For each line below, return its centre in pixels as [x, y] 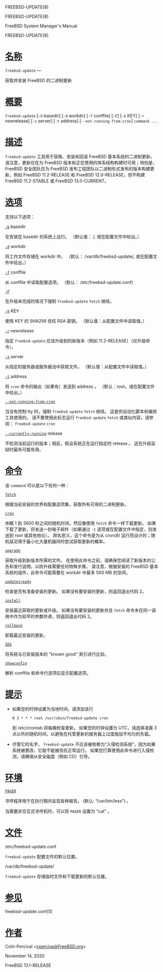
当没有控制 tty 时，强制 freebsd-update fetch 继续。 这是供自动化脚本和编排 [81, 411]
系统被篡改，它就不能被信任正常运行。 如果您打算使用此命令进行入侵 [81, 750]
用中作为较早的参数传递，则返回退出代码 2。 [50, 616]
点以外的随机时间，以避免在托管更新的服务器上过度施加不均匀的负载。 [82, 734]
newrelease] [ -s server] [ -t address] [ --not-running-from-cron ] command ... [81, 121]
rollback [14, 626]
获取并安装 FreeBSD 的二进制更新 [38, 80]
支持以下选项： [20, 217]
